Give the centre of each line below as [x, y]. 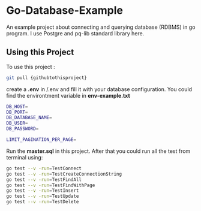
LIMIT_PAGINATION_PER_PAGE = [41, 140]
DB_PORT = [17, 112]
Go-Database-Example [64, 10]
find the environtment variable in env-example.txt [68, 95]
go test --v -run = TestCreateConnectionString [64, 174]
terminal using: [25, 157]
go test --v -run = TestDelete [43, 202]
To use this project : [31, 67]
